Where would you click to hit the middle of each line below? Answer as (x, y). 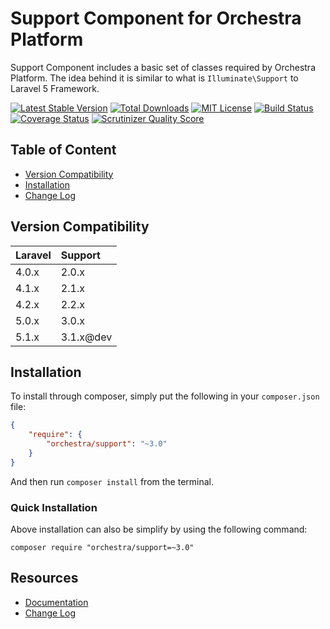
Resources (44, 578)
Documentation (56, 602)
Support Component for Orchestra (156, 18)
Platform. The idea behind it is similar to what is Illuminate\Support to (154, 78)
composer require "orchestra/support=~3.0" (102, 548)
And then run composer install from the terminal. (112, 481)
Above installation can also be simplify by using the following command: (159, 529)
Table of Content (63, 150)
